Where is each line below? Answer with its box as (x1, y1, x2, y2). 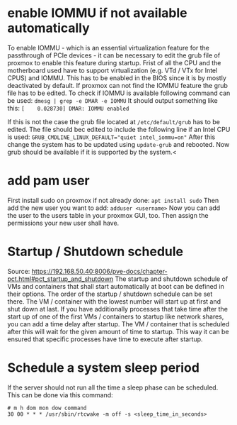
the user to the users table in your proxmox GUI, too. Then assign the (7, 211, 209, 219)
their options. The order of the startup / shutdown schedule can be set (7, 289, 213, 298)
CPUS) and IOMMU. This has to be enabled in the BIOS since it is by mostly (7, 73, 226, 82)
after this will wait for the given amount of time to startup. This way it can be (7, 327, 229, 336)
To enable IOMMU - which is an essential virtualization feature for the (7, 43, 210, 52)
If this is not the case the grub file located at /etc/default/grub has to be (7, 117, 221, 126)
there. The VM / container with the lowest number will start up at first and (7, 297, 221, 306)
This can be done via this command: (7, 390, 113, 399)
